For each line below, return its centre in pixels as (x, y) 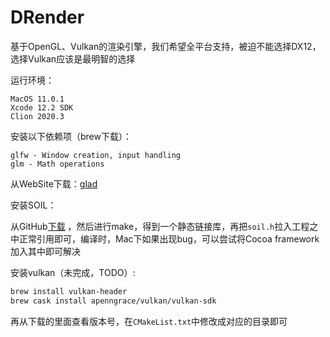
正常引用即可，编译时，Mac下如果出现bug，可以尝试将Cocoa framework (169, 238)
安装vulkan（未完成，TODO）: (73, 272)
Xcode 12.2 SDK (42, 107)
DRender (47, 17)
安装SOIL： (33, 205)
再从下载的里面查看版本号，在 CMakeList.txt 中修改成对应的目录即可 (149, 321)
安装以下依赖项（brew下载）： (71, 136)
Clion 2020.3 (37, 116)
